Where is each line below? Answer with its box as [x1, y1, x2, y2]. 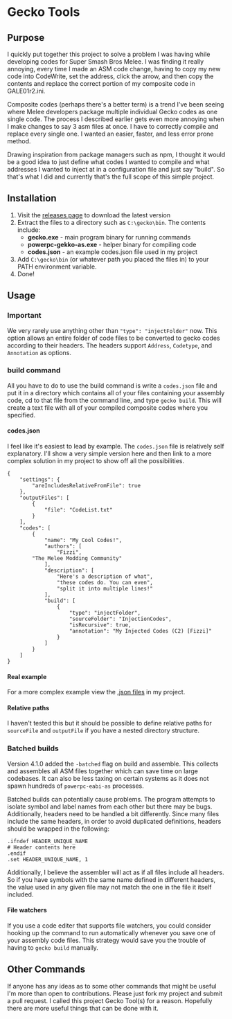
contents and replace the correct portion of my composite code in [7, 80, 195, 87]
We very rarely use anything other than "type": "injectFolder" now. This [7, 326, 217, 334]
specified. [7, 411, 36, 419]
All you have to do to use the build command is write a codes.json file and [7, 381, 217, 390]
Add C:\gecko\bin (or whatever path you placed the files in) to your [17, 255, 209, 263]
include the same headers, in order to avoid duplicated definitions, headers [7, 817, 222, 825]
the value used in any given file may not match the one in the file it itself [7, 883, 212, 891]
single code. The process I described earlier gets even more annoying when [7, 115, 225, 123]
